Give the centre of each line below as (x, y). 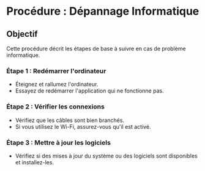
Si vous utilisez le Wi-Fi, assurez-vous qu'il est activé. (83, 126)
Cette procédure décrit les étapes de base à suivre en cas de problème (96, 48)
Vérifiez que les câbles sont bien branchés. (69, 120)
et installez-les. (34, 162)
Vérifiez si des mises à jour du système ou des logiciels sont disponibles (106, 156)
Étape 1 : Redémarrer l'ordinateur (56, 70)
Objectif (22, 34)
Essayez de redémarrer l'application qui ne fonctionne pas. (89, 91)
